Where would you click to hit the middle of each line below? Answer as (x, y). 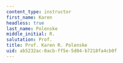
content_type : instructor (39, 12)
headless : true (25, 23)
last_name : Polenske (32, 28)
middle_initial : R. (31, 34)
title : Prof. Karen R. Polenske (47, 46)
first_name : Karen (29, 17)
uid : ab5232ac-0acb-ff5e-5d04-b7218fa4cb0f (62, 51)
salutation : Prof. (29, 40)
